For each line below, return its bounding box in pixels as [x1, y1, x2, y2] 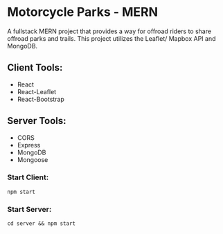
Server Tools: [7, 115, 66, 127]
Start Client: [7, 172, 49, 182]
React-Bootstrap [17, 95, 64, 103]
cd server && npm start [7, 220, 76, 227]
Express [17, 141, 41, 149]
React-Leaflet [17, 87, 57, 96]
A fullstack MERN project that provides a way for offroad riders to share [7, 27, 212, 35]
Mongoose [17, 155, 48, 163]
